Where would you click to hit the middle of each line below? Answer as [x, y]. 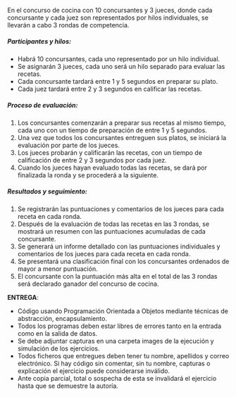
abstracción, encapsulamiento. [62, 318]
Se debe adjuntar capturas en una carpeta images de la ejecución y [116, 341]
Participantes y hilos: [39, 41]
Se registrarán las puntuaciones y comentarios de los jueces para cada [120, 209]
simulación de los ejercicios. [58, 348]
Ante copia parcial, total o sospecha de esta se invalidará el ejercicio [117, 378]
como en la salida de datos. [57, 333]
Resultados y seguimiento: [48, 191]
